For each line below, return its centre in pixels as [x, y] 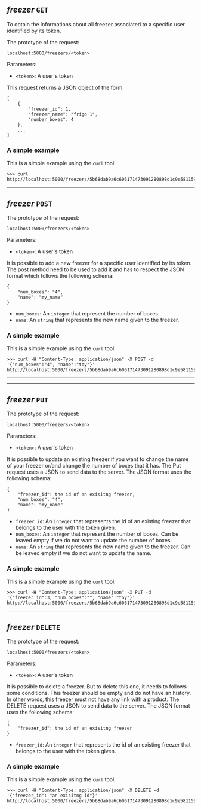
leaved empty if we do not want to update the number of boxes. [94, 541]
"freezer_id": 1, [50, 109]
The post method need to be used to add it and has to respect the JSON [95, 269]
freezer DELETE [34, 627]
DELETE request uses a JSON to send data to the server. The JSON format [98, 706]
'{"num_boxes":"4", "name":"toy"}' [51, 365]
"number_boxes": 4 [51, 119]
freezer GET [27, 10]
